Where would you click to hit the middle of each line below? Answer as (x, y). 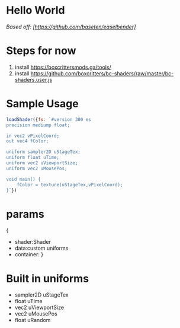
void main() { (24, 179)
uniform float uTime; (33, 158)
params (25, 214)
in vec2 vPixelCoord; (33, 136)
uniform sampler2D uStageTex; (44, 152)
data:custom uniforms (41, 248)
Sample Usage (42, 104)
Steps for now (41, 51)
